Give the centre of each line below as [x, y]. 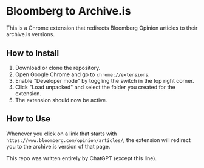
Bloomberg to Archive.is [69, 11]
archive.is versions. [30, 34]
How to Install [33, 53]
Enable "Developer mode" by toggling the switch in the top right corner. [104, 80]
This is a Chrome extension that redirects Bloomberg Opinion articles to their [102, 28]
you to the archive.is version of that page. [58, 146]
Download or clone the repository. [58, 68]
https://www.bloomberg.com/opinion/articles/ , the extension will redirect [99, 140]
